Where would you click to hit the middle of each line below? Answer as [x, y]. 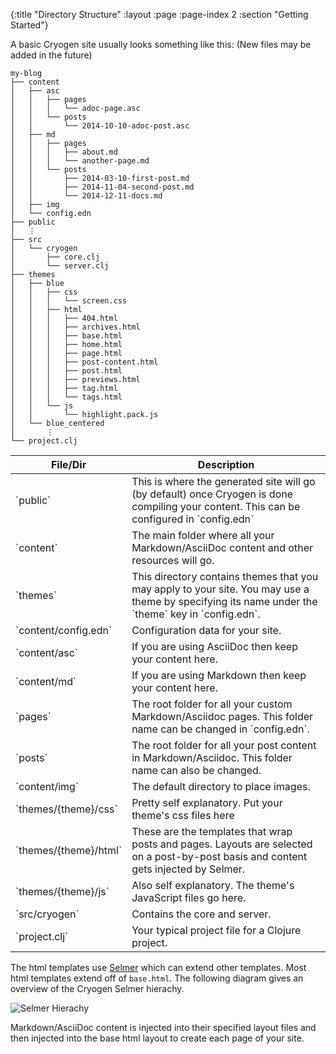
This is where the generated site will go [223, 481]
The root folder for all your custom [212, 704]
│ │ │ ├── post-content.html [84, 362]
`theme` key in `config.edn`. [196, 614]
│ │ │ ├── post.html [66, 371]
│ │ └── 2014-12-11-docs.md [86, 196]
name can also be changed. [196, 770]
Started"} [29, 25]
